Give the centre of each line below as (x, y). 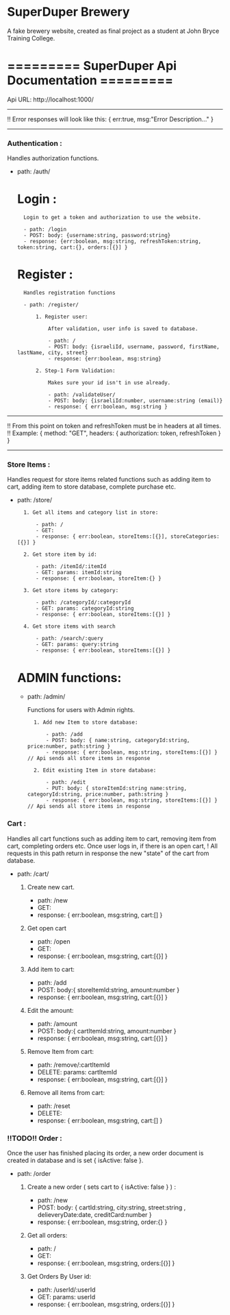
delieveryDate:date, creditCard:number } (94, 1214)
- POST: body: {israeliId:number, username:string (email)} (135, 401)
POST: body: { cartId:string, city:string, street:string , (112, 1207)
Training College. (31, 38)
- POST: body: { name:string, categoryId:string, (118, 741)
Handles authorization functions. (53, 158)
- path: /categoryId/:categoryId (83, 603)
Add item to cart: (51, 969)
